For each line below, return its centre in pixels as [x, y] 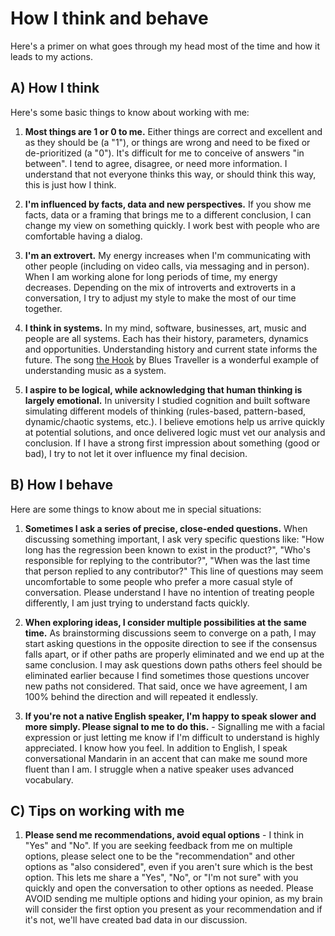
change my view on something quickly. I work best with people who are [172, 225]
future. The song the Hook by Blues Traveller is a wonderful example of [172, 359]
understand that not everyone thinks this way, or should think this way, [170, 174]
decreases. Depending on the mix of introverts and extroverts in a [160, 287]
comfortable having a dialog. [83, 236]
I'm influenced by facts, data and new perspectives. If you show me [168, 204]
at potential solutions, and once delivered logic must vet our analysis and [175, 432]
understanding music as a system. [95, 370]
